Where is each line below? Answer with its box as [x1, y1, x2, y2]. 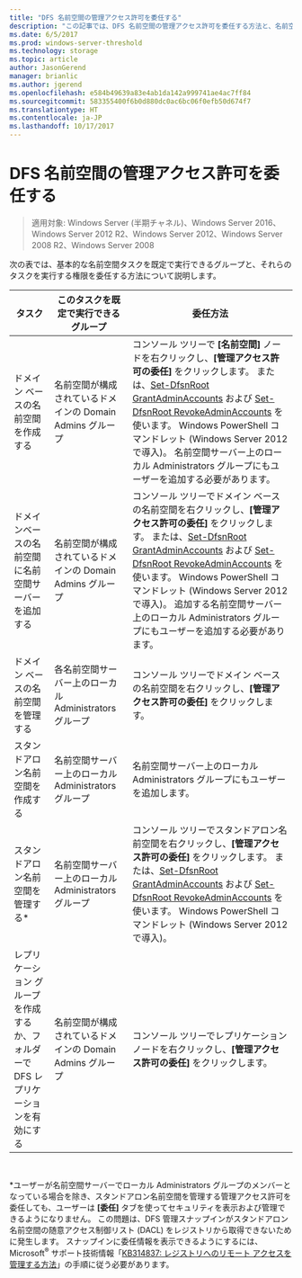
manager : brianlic [9, 72, 78, 81]
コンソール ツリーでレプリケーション [131, 1029, 288, 1041]
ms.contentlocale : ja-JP [9, 113, 102, 122]
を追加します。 [131, 786, 195, 799]
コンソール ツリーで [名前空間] [131, 338, 262, 351]
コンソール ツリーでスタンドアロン [131, 824, 279, 836]
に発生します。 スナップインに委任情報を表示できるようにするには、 [9, 1236, 263, 1247]
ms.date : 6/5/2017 [9, 30, 78, 39]
